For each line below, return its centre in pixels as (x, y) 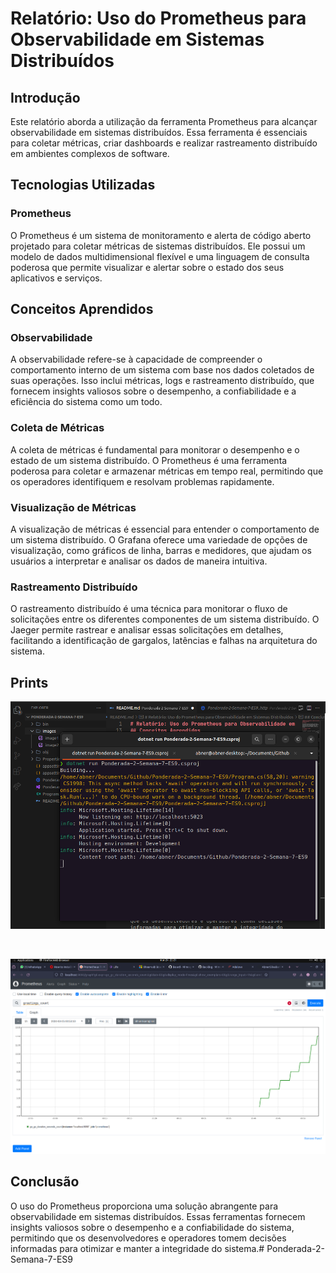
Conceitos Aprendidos (82, 309)
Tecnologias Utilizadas (83, 185)
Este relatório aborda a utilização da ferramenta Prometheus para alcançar (164, 121)
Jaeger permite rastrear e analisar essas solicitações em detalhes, (147, 630)
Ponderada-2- (295, 1248)
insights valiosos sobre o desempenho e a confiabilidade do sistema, (152, 1227)
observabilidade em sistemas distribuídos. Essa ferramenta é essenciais (159, 132)
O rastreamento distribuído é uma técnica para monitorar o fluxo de (149, 609)
